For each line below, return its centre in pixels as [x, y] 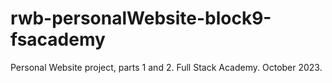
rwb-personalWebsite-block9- [141, 18]
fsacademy [58, 39]
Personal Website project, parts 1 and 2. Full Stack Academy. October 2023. [166, 67]
